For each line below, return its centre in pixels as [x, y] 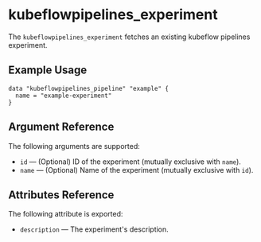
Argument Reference [61, 127]
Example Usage [48, 70]
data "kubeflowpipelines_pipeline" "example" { [89, 88]
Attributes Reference [61, 195]
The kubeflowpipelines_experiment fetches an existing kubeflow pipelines [129, 37]
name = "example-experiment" [64, 96]
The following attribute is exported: [66, 214]
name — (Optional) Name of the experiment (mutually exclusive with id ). [136, 170]
